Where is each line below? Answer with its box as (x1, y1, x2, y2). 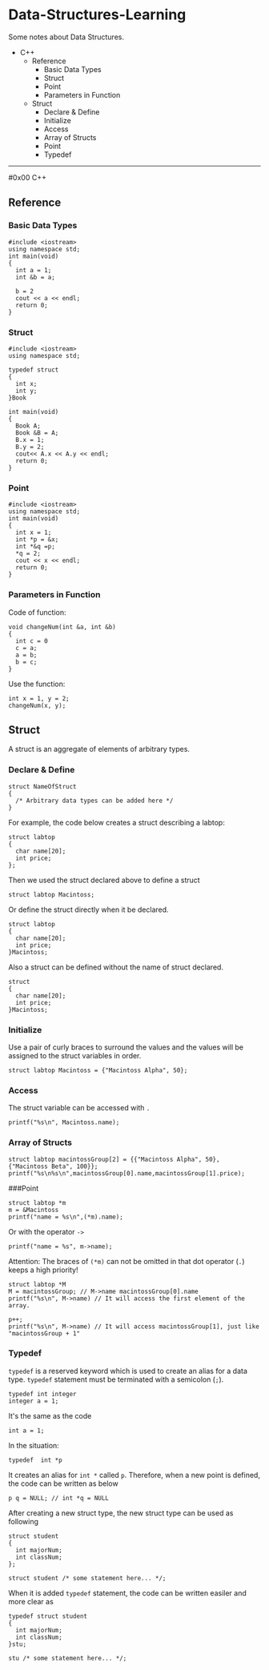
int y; (15, 387, 38, 395)
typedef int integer (8, 1390, 78, 1398)
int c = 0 (15, 636, 48, 645)
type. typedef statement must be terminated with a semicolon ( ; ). (8, 1375, 224, 1384)
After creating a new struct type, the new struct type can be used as (8, 1507, 234, 1518)
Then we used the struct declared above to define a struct (8, 875, 200, 885)
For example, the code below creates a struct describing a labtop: (8, 817, 226, 827)
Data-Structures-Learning (8, 6, 187, 24)
